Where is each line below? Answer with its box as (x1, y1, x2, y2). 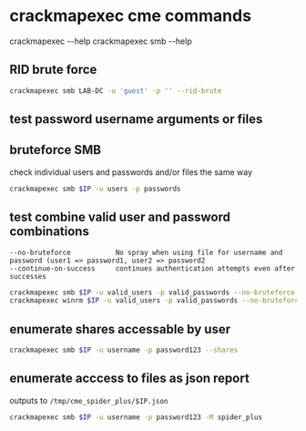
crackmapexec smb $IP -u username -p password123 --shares (9, 345, 239, 355)
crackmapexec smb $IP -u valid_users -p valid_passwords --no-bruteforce (9, 288, 296, 297)
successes (9, 272, 47, 281)
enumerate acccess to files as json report (9, 371, 250, 386)
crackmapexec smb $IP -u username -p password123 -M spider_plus (9, 412, 262, 422)
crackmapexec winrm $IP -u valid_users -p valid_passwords (9, 296, 239, 305)
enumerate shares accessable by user (9, 321, 230, 337)
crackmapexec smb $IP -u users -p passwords (9, 184, 181, 193)
